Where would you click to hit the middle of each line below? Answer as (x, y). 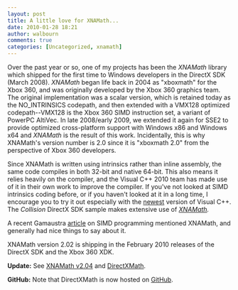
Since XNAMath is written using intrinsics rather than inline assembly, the (114, 164)
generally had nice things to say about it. (67, 231)
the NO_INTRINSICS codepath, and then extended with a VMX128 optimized (119, 105)
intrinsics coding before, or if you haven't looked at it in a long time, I (108, 194)
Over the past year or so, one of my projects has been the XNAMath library (117, 67)
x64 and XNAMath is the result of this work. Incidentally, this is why (106, 135)
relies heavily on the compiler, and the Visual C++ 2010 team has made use (118, 179)
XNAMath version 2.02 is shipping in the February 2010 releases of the (111, 245)
